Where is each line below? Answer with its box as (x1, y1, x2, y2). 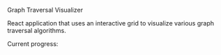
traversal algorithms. (7, 27, 66, 34)
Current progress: (7, 40, 59, 47)
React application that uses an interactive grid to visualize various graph (7, 19, 215, 27)
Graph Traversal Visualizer (7, 6, 84, 14)
